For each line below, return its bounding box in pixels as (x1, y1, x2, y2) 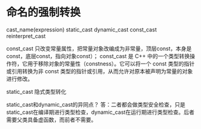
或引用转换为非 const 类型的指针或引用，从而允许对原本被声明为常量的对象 (6, 67, 193, 74)
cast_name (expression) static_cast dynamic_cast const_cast (6, 25, 157, 33)
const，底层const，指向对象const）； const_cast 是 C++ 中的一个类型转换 (6, 52, 190, 59)
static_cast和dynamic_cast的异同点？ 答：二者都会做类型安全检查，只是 (6, 101, 186, 108)
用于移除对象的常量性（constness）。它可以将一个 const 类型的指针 (27, 60, 195, 67)
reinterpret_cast (6, 32, 46, 39)
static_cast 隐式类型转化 (6, 88, 67, 95)
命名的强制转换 (6, 5, 81, 19)
